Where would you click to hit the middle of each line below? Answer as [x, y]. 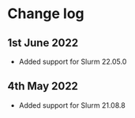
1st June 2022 [43, 43]
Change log [46, 14]
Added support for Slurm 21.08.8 [72, 105]
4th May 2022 [43, 86]
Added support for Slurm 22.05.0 [73, 61]
